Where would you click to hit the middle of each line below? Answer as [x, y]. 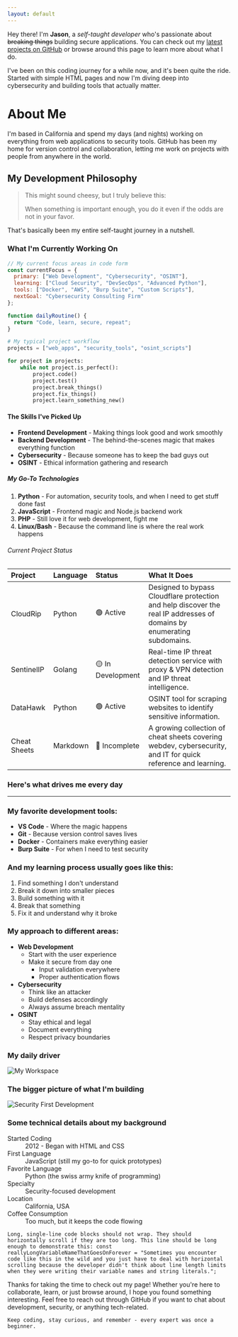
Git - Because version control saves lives [78, 834]
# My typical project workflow [53, 342]
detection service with [185, 661]
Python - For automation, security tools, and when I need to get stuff [118, 496]
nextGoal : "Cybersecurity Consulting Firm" [79, 297]
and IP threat [170, 678]
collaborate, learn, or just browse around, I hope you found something [109, 1292]
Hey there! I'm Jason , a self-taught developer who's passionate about [110, 34]
